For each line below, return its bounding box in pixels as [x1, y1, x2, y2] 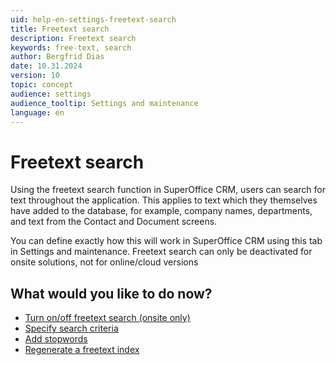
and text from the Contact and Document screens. [10, 216, 218, 228]
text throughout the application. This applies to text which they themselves [10, 194, 318, 206]
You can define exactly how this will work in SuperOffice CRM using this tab [10, 235, 323, 247]
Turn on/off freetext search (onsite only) [24, 312, 191, 324]
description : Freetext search [10, 33, 137, 43]
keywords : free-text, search [10, 42, 132, 53]
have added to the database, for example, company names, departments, [10, 205, 313, 217]
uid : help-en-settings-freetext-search [10, 14, 177, 25]
